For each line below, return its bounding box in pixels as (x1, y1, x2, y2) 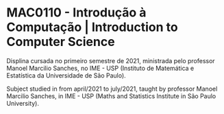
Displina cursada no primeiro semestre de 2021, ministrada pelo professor (6, 56, 215, 65)
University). (6, 99, 39, 107)
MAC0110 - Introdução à (6, 5, 147, 21)
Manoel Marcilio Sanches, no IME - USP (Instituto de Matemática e (6, 64, 195, 72)
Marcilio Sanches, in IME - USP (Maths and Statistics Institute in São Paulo (6, 91, 216, 100)
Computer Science (6, 34, 115, 49)
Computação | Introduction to (6, 19, 179, 35)
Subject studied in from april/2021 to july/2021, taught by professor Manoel (6, 84, 218, 93)
